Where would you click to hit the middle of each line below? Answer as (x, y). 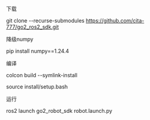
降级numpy (20, 39)
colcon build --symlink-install (42, 75)
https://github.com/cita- (115, 20)
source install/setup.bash (37, 87)
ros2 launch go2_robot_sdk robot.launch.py (59, 111)
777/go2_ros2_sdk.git (33, 27)
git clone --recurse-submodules (45, 20)
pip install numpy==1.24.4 (38, 51)
